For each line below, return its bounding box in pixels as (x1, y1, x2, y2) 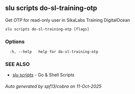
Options (5, 38, 25, 45)
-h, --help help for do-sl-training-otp (9, 49, 98, 54)
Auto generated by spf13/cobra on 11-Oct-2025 (5, 84, 102, 89)
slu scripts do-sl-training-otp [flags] (5, 27, 90, 32)
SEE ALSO (5, 61, 30, 68)
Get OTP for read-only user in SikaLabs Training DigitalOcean (5, 17, 130, 23)
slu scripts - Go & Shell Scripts (12, 72, 75, 78)
